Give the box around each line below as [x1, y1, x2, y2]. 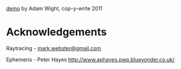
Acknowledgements [6, 26, 107, 39]
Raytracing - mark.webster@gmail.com [6, 44, 101, 51]
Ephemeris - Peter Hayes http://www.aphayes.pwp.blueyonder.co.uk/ [6, 56, 175, 63]
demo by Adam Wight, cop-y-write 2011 [6, 5, 103, 12]
